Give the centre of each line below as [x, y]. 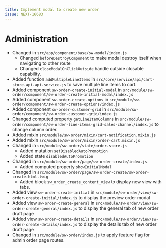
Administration [37, 39]
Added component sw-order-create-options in [60, 100]
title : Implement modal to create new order [52, 10]
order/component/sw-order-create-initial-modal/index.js [73, 95]
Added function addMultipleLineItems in [54, 79]
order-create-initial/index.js [45, 198]
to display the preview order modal [114, 198]
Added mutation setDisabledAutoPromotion [64, 151]
